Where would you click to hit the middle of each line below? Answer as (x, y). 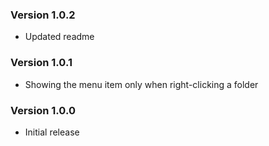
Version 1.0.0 (43, 110)
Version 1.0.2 (43, 15)
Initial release (52, 132)
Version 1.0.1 (41, 63)
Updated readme (59, 37)
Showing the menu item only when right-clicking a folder (141, 84)
